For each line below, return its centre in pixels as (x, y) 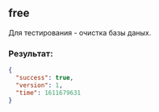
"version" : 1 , (39, 85)
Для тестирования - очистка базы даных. (80, 32)
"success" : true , (45, 77)
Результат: (31, 53)
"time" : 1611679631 (48, 93)
